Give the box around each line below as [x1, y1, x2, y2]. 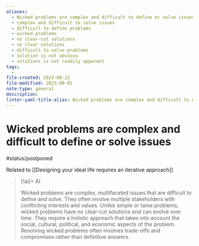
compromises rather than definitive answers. [20, 233, 130, 240]
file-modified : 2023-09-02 [6, 81, 73, 87]
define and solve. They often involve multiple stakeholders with [20, 195, 175, 202]
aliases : [6, 8, 28, 15]
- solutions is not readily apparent [11, 58, 105, 64]
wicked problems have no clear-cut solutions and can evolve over [20, 208, 182, 215]
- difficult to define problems [11, 25, 92, 31]
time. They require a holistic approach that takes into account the [20, 214, 180, 221]
